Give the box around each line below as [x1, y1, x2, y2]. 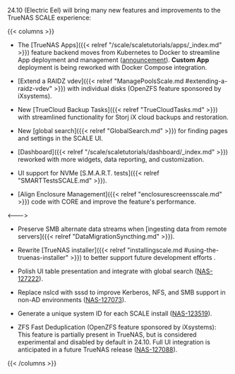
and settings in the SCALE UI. [17, 134, 104, 142]
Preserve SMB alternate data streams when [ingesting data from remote [17, 225, 227, 233]
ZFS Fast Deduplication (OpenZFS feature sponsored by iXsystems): [17, 323, 217, 331]
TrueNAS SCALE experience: [7, 13, 92, 22]
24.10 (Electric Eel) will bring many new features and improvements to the [7, 6, 221, 14]
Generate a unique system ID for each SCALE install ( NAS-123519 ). [17, 309, 212, 318]
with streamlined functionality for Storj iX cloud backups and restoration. [17, 113, 229, 121]
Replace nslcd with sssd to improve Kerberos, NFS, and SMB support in [17, 288, 226, 297]
